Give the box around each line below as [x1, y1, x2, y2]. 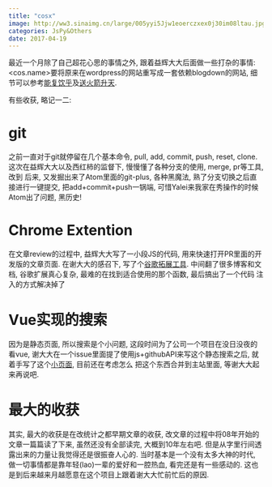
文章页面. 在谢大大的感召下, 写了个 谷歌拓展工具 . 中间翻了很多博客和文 [29, 259, 261, 269]
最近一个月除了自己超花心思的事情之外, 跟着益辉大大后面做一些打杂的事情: [8, 58, 257, 67]
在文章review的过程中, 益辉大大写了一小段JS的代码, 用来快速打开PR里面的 [8, 249, 255, 259]
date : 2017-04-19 [8, 34, 67, 43]
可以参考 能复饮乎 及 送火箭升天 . [15, 78, 117, 88]
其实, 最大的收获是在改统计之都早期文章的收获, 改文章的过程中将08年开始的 [8, 429, 260, 438]
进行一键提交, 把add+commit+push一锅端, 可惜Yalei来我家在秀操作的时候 [15, 182, 259, 192]
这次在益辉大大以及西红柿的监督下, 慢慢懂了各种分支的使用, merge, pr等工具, [8, 162, 264, 172]
